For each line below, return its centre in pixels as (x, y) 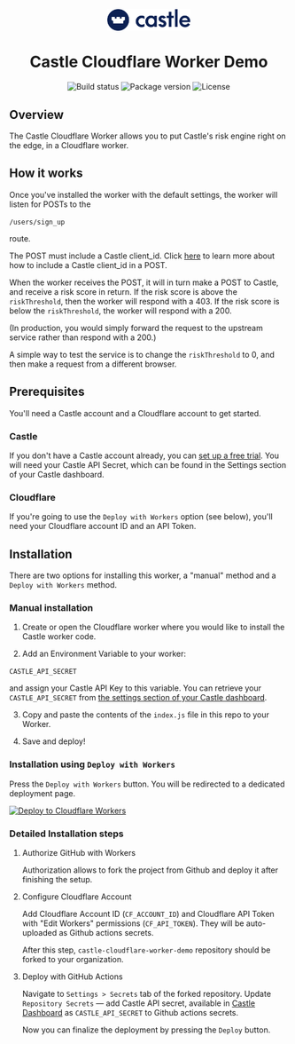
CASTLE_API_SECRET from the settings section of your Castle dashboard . (138, 698)
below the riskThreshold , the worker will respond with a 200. (120, 311)
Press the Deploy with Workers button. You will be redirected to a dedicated (147, 784)
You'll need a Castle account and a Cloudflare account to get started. (135, 413)
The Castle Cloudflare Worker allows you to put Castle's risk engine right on (147, 136)
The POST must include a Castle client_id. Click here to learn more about (142, 256)
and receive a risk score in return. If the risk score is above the (123, 291)
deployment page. (43, 793)
